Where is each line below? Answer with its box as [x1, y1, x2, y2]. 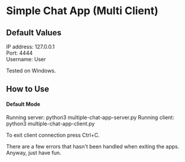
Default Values [6, 28, 62, 38]
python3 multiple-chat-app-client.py [6, 120, 95, 127]
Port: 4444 [6, 49, 33, 57]
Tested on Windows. [6, 67, 56, 74]
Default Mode [6, 100, 40, 107]
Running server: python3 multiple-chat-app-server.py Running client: [6, 114, 174, 121]
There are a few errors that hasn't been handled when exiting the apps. [6, 143, 180, 150]
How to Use [6, 84, 50, 94]
